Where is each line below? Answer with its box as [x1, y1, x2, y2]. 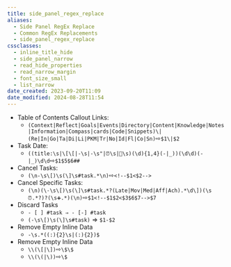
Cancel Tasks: [17, 164, 58, 172]
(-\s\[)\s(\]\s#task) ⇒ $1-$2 [27, 216, 115, 223]
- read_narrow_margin [13, 68, 77, 75]
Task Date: [17, 142, 49, 149]
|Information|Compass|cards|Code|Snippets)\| [27, 128, 162, 135]
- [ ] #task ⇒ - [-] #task [27, 209, 106, 216]
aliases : [7, 17, 33, 24]
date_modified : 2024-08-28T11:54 [7, 95, 104, 102]
